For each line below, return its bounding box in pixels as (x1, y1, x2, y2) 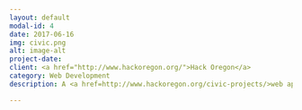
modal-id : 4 (9, 21, 54, 30)
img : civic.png (9, 38, 67, 47)
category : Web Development (9, 72, 111, 80)
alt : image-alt (9, 47, 67, 55)
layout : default (9, 13, 70, 22)
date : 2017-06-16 (9, 30, 75, 38)
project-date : (9, 55, 63, 63)
